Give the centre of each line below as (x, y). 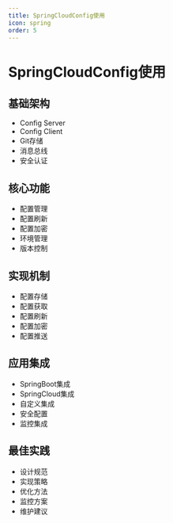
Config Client (41, 132)
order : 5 (23, 30)
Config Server (42, 123)
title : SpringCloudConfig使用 (56, 15)
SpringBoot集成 (45, 384)
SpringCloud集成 (47, 394)
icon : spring (30, 23)
